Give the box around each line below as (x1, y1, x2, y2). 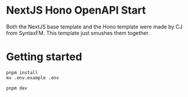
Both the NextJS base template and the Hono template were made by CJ (6, 23, 183, 30)
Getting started (6, 50, 83, 64)
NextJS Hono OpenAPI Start (6, 4, 146, 17)
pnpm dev (6, 85, 28, 91)
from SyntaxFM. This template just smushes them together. (6, 29, 150, 36)
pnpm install (6, 69, 38, 76)
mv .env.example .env (6, 75, 60, 80)
